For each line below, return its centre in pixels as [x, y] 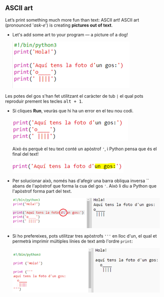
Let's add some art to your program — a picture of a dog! [70, 34]
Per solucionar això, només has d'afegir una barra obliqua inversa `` [81, 181]
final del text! [25, 154]
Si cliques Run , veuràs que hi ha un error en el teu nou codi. [73, 110]
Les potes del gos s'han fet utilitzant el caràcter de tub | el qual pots [74, 96]
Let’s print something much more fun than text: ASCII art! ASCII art [72, 20]
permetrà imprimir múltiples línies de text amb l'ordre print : [72, 241]
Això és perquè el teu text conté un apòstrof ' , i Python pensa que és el [84, 149]
